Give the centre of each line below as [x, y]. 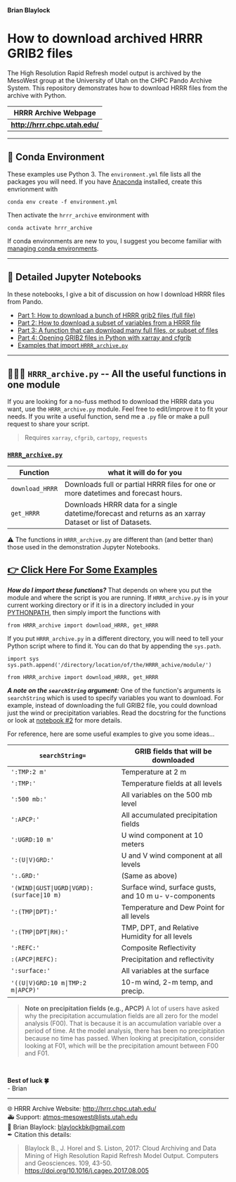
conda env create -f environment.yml [63, 202]
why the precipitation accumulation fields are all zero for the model [121, 1016]
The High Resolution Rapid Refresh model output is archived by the [104, 72]
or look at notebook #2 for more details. [65, 720]
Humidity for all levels [157, 936]
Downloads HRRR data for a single [121, 504]
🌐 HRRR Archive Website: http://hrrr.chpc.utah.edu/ [82, 1109]
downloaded [173, 761]
